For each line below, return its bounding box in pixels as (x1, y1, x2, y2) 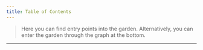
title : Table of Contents (6, 8, 71, 15)
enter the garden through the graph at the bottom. (21, 31, 146, 39)
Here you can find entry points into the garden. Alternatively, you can (21, 25, 193, 32)
